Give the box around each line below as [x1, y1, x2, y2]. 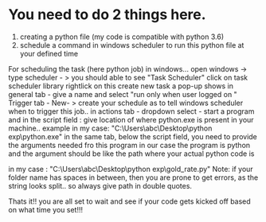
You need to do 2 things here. [8, 6, 206, 24]
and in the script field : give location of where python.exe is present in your [8, 115, 254, 124]
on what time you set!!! [8, 204, 84, 214]
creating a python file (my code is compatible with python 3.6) [19, 32, 225, 41]
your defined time [19, 49, 78, 58]
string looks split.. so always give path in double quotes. [8, 181, 193, 190]
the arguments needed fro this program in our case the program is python [8, 140, 251, 150]
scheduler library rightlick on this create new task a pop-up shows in [8, 81, 233, 91]
